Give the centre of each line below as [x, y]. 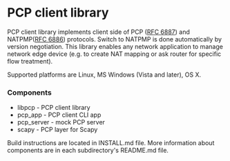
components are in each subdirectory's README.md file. [88, 151]
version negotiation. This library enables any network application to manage [115, 46]
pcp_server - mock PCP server [61, 122]
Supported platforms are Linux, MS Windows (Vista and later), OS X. [104, 75]
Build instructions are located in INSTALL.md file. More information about [111, 143]
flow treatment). [30, 61]
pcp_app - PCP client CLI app [59, 115]
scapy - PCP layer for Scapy [57, 130]
